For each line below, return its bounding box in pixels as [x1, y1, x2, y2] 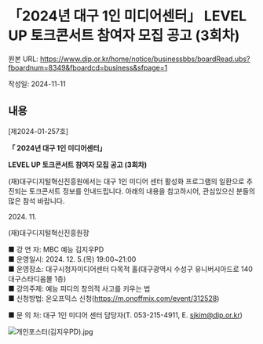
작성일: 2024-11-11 [8, 79, 67, 89]
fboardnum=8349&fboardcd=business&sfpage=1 [8, 63, 168, 72]
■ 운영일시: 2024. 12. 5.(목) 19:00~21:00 [8, 254, 137, 263]
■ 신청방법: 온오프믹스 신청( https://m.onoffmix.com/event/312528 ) [8, 293, 220, 302]
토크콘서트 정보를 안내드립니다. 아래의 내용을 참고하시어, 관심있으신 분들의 [28, 186, 256, 196]
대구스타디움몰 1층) [8, 273, 67, 283]
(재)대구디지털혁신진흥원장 [8, 228, 89, 237]
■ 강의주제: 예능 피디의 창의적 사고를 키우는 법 [8, 284, 151, 293]
